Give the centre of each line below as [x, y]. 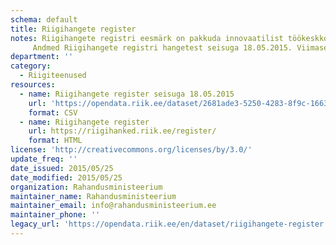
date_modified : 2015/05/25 [66, 177]
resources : [33, 85]
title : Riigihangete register [73, 29]
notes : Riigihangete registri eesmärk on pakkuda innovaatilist [147, 38]
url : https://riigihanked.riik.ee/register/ [122, 131]
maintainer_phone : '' [55, 215]
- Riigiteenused [53, 76]
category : [31, 66]
